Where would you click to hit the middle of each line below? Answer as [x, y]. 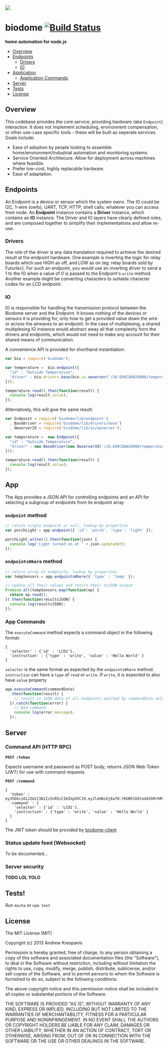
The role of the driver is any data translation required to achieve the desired [83, 252]
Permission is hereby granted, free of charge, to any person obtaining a [79, 952]
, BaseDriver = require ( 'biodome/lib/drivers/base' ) [66, 423]
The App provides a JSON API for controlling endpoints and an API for [77, 497]
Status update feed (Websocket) [45, 843]
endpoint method [26, 515]
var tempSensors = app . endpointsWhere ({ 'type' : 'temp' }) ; [70, 577]
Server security [24, 867]
